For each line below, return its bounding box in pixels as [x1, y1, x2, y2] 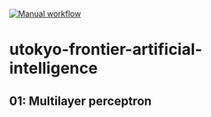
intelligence [9, 58, 98, 79]
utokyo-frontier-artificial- [9, 40, 203, 59]
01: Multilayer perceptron [9, 93, 152, 108]
